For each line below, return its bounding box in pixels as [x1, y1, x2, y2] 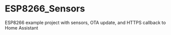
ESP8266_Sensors [5, 3, 85, 14]
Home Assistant [5, 24, 38, 30]
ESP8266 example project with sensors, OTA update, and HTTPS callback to [5, 19, 166, 25]
